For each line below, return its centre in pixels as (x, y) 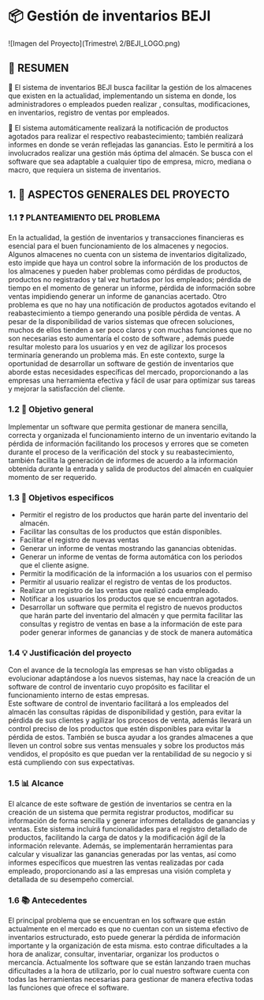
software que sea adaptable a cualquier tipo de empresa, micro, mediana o (130, 161)
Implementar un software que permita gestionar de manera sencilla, (118, 426)
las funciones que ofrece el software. (69, 987)
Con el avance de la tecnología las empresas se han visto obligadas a (121, 670)
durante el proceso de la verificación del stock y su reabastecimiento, (121, 451)
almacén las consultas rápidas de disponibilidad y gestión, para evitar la (125, 712)
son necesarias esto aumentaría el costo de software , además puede (121, 338)
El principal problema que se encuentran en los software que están (117, 920)
